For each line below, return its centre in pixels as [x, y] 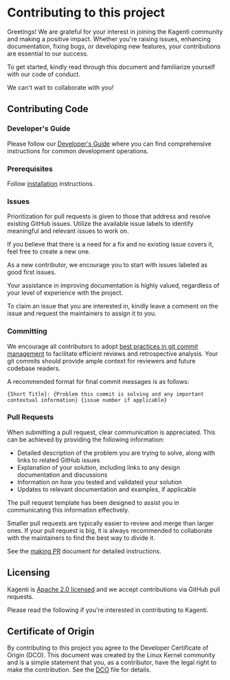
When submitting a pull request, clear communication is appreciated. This [111, 432]
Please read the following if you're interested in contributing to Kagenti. [108, 610]
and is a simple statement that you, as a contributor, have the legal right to [112, 662]
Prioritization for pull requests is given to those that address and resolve [109, 216]
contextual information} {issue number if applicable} [87, 400]
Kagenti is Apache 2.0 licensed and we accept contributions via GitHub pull [114, 589]
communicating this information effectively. [68, 510]
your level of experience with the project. [65, 293]
